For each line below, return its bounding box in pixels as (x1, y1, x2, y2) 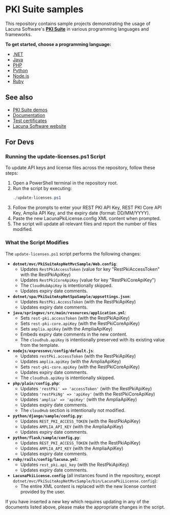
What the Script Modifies (5, 239, 69, 246)
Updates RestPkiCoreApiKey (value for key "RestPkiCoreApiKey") (20, 277, 156, 283)
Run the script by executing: (12, 185, 72, 192)
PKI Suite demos (12, 106, 47, 113)
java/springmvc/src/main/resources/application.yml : (12, 309, 127, 315)
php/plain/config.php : (12, 380, 60, 386)
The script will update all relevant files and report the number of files (12, 221, 157, 227)
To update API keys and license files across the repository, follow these (5, 165, 156, 171)
